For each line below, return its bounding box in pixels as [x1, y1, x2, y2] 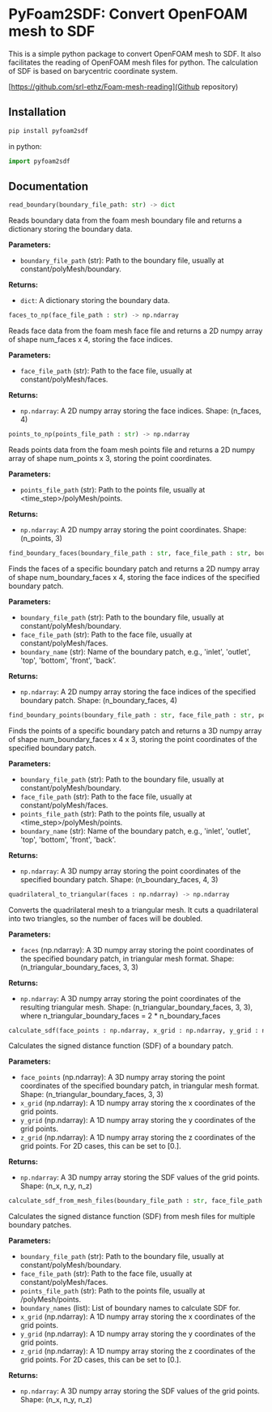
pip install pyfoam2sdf [8, 126, 89, 134]
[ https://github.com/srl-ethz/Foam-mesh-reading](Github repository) [8, 82, 239, 92]
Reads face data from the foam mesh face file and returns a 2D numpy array [8, 326, 263, 336]
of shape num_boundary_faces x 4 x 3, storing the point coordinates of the [8, 734, 257, 744]
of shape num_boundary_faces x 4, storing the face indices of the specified [8, 572, 261, 582]
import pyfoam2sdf [8, 157, 70, 165]
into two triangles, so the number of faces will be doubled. [8, 913, 203, 924]
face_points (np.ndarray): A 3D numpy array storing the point [19, 1073, 225, 1082]
